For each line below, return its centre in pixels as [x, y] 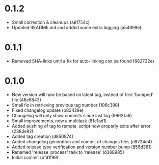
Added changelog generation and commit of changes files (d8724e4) [82, 141]
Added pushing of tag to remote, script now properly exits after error [81, 126]
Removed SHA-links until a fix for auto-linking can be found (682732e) [83, 61]
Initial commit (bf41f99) [35, 157]
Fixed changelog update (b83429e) [48, 110]
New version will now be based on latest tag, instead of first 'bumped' [82, 95]
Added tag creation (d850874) [42, 136]
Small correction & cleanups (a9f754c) [51, 22]
